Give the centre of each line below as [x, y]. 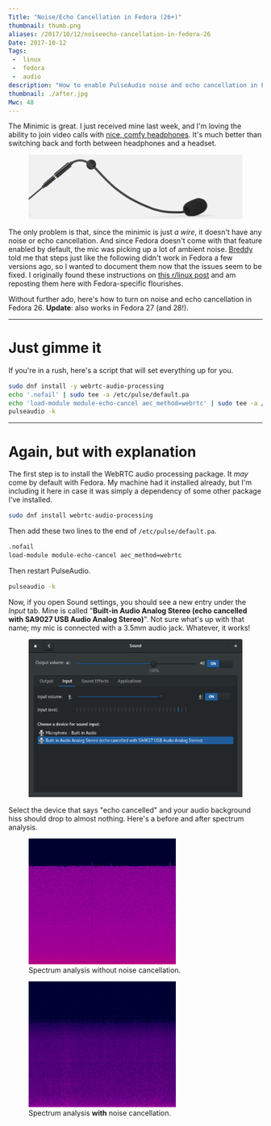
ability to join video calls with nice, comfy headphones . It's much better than [135, 135]
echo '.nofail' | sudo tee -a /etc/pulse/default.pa [99, 395]
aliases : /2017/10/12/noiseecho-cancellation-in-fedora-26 [110, 34]
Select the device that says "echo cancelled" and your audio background [130, 810]
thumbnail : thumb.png [45, 25]
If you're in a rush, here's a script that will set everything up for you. [121, 370]
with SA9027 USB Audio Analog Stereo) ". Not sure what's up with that [126, 619]
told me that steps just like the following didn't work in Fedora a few [121, 258]
